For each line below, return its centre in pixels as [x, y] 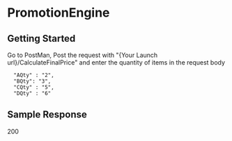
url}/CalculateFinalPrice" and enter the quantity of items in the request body [116, 63]
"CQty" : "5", [34, 88]
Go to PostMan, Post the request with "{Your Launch [83, 55]
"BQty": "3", [32, 81]
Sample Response [47, 115]
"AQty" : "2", [34, 75]
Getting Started [41, 39]
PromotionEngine [59, 13]
